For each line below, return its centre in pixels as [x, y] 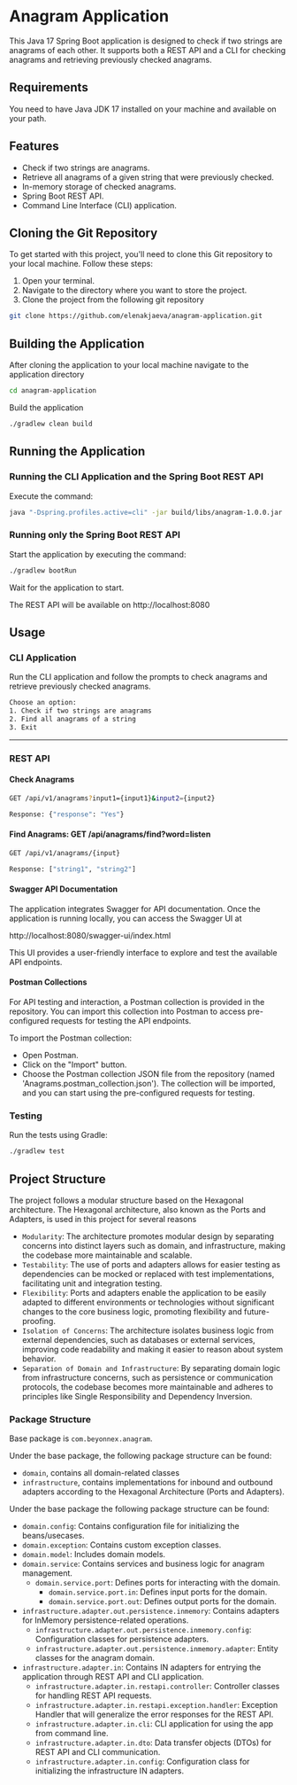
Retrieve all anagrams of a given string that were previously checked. [148, 177]
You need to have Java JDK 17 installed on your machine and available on [143, 109]
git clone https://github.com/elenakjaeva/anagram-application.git [136, 316]
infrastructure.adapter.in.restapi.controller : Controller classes [157, 1687]
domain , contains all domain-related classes [100, 1473]
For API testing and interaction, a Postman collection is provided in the [137, 1002]
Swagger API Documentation [64, 889]
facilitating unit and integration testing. [92, 1283]
